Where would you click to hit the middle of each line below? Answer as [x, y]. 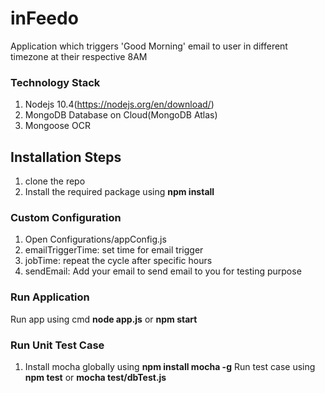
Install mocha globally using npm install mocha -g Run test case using [170, 366]
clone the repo [55, 181]
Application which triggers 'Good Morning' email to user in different [149, 46]
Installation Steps [66, 157]
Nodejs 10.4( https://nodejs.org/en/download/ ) [119, 104]
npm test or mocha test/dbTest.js [95, 377]
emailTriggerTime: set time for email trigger [114, 250]
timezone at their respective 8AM [79, 56]
